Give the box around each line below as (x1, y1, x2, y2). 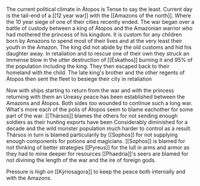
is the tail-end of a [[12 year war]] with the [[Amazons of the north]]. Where (6, 12, 191, 19)
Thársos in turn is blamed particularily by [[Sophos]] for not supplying (6, 131, 178, 138)
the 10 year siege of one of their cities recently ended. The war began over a (6, 18, 195, 25)
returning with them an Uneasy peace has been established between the (6, 93, 185, 100)
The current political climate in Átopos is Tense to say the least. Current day (6, 6, 193, 13)
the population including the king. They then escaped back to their (6, 63, 170, 70)
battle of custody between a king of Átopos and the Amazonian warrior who (6, 24, 193, 32)
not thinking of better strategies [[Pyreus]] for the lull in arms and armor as (6, 144, 190, 151)
